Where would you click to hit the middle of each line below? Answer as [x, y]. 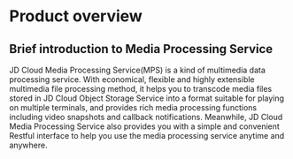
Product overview [76, 16]
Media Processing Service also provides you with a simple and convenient [145, 126]
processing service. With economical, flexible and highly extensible [132, 79]
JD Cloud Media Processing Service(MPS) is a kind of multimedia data [137, 70]
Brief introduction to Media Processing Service [141, 49]
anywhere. [28, 145]
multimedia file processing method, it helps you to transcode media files [141, 89]
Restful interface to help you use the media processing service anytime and [147, 136]
